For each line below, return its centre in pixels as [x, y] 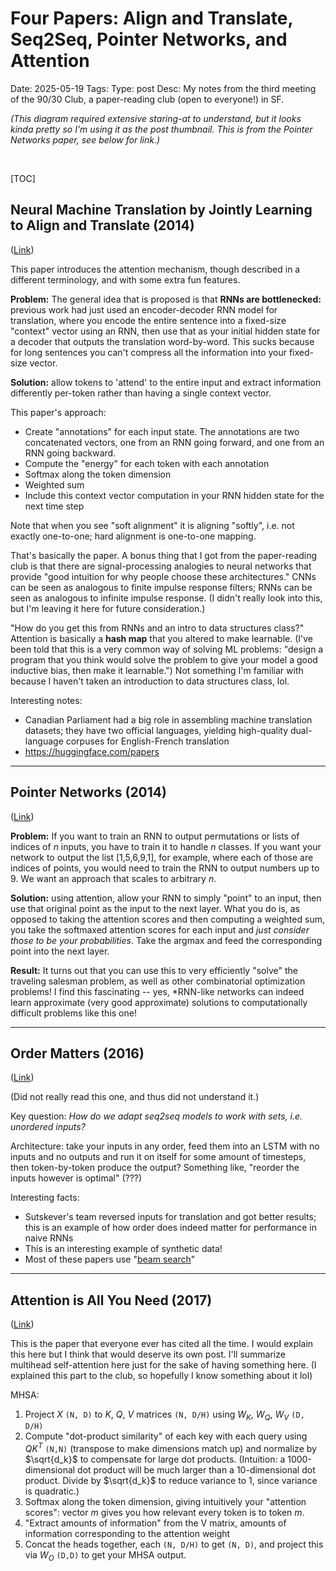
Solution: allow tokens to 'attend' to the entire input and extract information [166, 382]
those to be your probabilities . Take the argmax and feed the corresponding [166, 940]
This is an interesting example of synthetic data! [123, 1249]
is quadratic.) [52, 1491]
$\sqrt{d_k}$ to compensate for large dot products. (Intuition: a [155, 1459]
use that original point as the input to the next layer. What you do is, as [155, 908]
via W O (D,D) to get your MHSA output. [105, 1555]
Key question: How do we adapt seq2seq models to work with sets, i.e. [156, 1116]
